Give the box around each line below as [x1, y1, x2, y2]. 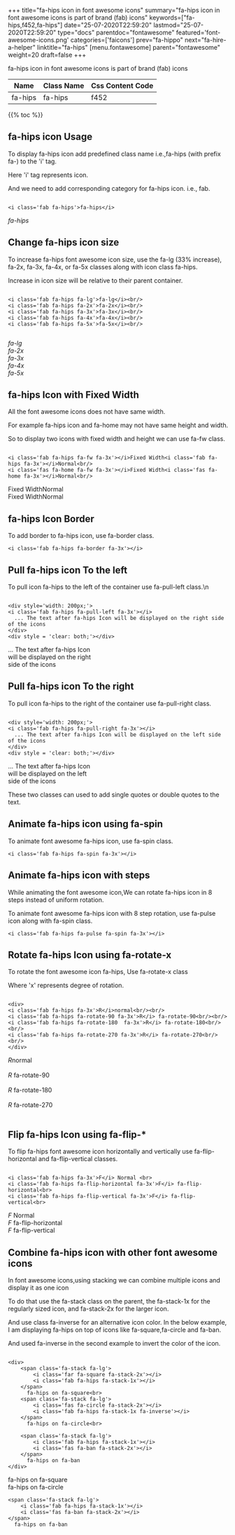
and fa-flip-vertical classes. [38, 1155, 118, 1163]
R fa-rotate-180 [8, 1086, 52, 1095]
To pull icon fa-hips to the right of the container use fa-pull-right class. [8, 699, 212, 708]
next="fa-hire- [185, 36, 227, 44]
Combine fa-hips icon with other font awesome [8, 1246, 218, 1258]
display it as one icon [8, 1283, 69, 1292]
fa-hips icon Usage [8, 131, 93, 143]
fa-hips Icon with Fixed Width [8, 389, 139, 401]
